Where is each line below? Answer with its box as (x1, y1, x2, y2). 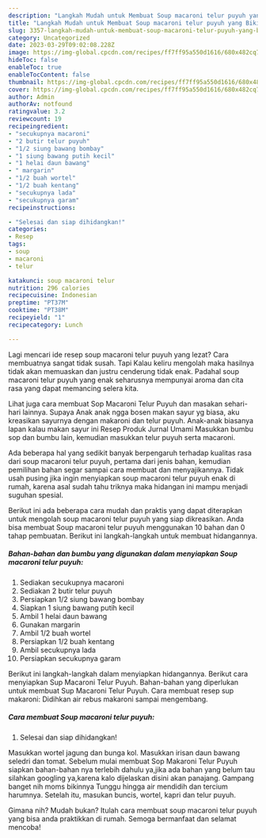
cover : (8, 85, 30, 94)
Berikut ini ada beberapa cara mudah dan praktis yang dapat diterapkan (8, 505, 243, 515)
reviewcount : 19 (8, 115, 62, 123)
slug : (8, 26, 26, 34)
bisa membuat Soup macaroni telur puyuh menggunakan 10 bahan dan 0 (8, 522, 245, 532)
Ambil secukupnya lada (19, 645, 97, 655)
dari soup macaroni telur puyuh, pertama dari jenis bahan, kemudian (8, 456, 231, 465)
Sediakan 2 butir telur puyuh (19, 585, 112, 596)
